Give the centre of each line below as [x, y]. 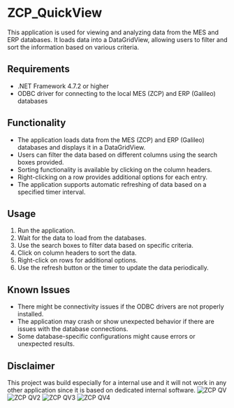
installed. [30, 314]
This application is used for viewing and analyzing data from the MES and [113, 32]
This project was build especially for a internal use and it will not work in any [117, 382]
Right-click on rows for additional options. [78, 260]
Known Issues [39, 289]
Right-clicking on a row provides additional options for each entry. [112, 177]
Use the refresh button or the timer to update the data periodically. [113, 268]
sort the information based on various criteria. [73, 47]
